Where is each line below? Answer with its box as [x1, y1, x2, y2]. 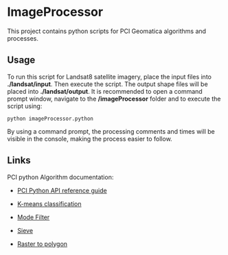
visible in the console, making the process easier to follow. [7, 134, 173, 143]
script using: [7, 101, 43, 110]
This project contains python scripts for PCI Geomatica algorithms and [7, 27, 207, 35]
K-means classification [16, 199, 82, 207]
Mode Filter [16, 213, 50, 221]
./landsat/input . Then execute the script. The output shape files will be [7, 80, 208, 88]
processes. [7, 34, 39, 42]
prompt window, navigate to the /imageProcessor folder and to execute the [7, 94, 221, 103]
